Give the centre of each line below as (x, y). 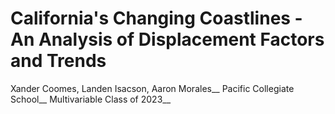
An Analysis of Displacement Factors (167, 39)
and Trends (58, 61)
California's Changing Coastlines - (156, 18)
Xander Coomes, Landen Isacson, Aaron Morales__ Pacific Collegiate (152, 88)
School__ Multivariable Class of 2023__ (91, 99)
